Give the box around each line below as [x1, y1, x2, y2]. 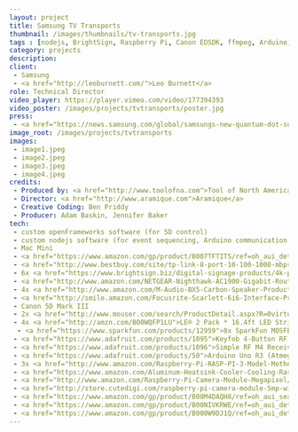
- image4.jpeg [12, 169, 66, 178]
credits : [9, 178, 42, 187]
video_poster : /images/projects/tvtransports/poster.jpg [9, 104, 224, 113]
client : [9, 63, 38, 72]
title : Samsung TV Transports [9, 21, 122, 30]
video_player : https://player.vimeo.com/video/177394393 [9, 95, 224, 105]
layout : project [9, 12, 69, 22]
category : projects [9, 46, 82, 55]
